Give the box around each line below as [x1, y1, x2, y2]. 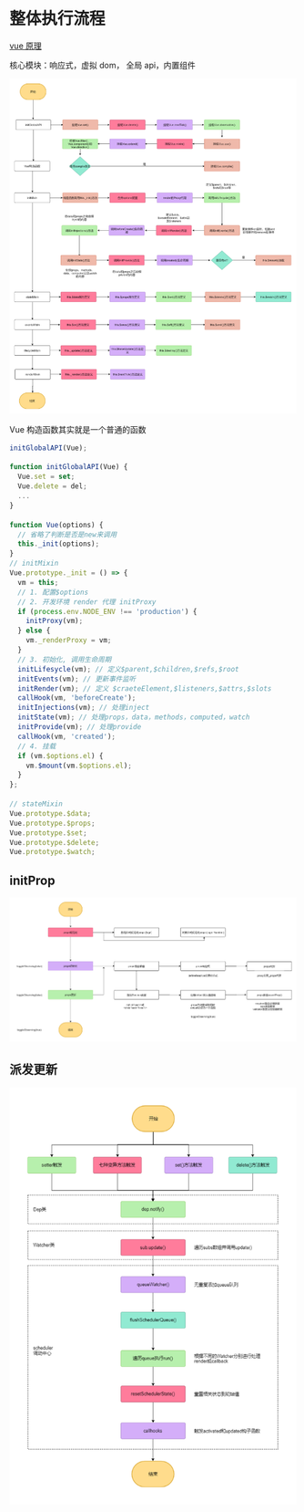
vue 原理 [9, 40, 43, 51]
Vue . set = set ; [17, 472, 76, 482]
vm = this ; [17, 578, 59, 587]
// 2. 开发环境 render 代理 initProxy [17, 597, 157, 607]
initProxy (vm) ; [25, 617, 84, 626]
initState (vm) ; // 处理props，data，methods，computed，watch [17, 713, 250, 722]
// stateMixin [9, 799, 64, 808]
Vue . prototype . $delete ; [9, 838, 100, 847]
